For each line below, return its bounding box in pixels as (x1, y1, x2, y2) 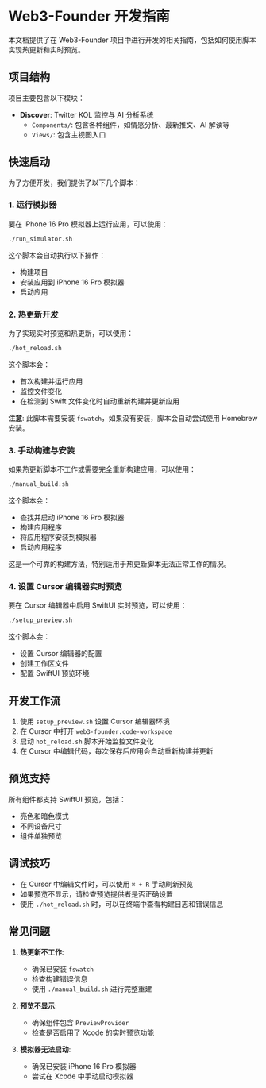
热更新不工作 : (19, 947, 64, 957)
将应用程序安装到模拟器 (19, 533, 97, 542)
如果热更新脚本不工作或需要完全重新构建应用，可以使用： (8, 465, 196, 474)
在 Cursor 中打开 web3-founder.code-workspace (19, 727, 172, 736)
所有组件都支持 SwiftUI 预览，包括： (8, 794, 127, 804)
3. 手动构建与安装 (8, 445, 75, 456)
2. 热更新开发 (8, 309, 59, 320)
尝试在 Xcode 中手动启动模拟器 (31, 1071, 133, 1081)
